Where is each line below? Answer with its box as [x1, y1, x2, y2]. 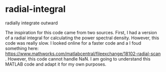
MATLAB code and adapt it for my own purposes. [5, 61, 107, 67]
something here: [5, 45, 39, 51]
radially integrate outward [5, 20, 58, 26]
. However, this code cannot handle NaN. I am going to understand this [5, 56, 151, 62]
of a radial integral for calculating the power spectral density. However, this [5, 35, 160, 41]
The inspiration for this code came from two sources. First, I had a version [5, 29, 157, 35]
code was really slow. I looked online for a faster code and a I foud [5, 40, 142, 46]
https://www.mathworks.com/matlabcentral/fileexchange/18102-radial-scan [5, 51, 161, 57]
